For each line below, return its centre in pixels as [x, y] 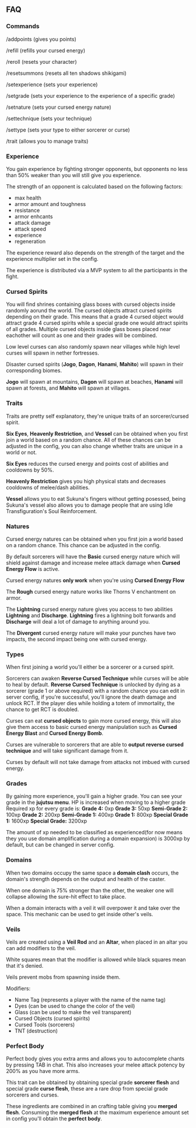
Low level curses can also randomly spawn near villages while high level [93, 347]
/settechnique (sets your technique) [49, 118]
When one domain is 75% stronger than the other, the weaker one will [90, 890]
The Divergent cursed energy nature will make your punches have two [91, 633]
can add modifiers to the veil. [41, 948]
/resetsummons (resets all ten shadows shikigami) [66, 73]
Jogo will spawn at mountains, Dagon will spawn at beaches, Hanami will [94, 382]
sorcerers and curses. [32, 1095]
